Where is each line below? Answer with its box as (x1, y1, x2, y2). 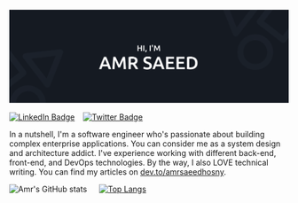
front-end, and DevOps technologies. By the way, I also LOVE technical (9, 157, 269, 168)
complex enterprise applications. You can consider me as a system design (9, 138, 281, 149)
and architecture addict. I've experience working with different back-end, (9, 147, 277, 158)
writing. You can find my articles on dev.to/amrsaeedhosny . (9, 166, 226, 177)
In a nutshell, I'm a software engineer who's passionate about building (9, 129, 265, 139)
